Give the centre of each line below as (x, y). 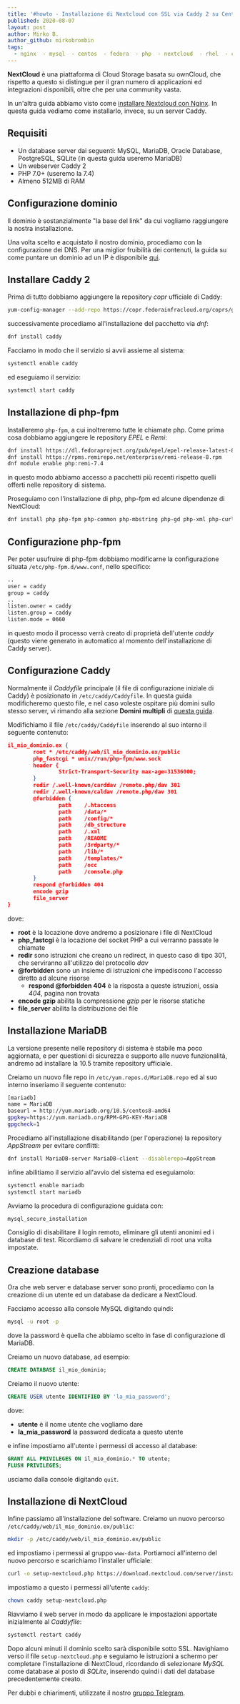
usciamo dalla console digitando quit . (63, 1479)
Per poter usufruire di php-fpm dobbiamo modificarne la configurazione (113, 559)
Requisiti (27, 133)
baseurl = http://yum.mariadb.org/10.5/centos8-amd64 (89, 1111)
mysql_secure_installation (47, 1219)
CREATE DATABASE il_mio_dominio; (57, 1370)
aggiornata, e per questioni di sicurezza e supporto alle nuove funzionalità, (117, 1056)
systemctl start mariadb (44, 1192)
